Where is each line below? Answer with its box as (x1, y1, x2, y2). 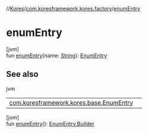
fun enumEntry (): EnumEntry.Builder (6, 120, 95, 127)
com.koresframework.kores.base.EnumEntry (9, 98, 134, 107)
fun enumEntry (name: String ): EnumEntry (6, 52, 108, 59)
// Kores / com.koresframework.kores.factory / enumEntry (6, 5, 141, 12)
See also (6, 69, 39, 79)
